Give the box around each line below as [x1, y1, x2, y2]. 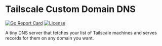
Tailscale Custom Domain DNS [5, 3, 136, 15]
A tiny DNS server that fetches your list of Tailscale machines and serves [5, 29, 157, 35]
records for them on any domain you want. [5, 35, 94, 41]
